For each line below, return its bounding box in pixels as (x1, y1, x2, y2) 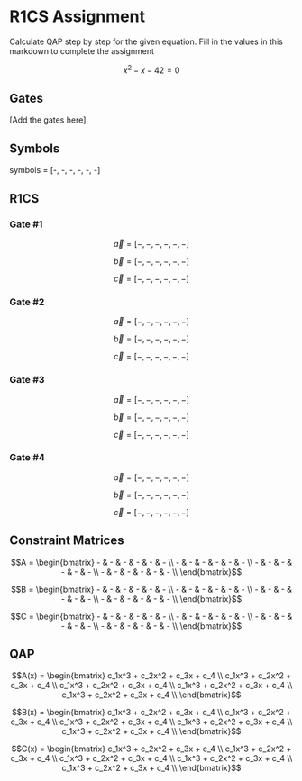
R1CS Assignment (9, 6, 146, 27)
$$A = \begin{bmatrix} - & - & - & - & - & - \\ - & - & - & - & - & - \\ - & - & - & (10, 557, 293, 568)
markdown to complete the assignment (9, 45, 155, 56)
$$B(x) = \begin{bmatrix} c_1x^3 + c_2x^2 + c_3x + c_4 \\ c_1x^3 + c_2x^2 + (12, 707, 291, 718)
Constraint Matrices (9, 533, 124, 549)
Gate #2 (9, 295, 45, 308)
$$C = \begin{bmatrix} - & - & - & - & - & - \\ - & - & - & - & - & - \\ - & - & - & (10, 611, 293, 622)
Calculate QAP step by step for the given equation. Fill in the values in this (9, 36, 284, 47)
